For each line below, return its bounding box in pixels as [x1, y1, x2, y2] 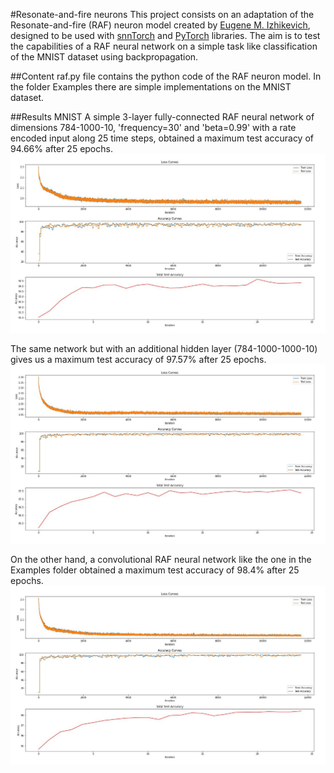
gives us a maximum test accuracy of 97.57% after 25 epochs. [10, 353, 267, 365]
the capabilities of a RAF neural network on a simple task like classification [10, 40, 318, 52]
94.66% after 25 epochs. [10, 143, 113, 154]
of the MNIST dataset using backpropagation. [10, 51, 199, 63]
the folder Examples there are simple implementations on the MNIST [10, 81, 292, 93]
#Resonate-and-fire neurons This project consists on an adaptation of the [10, 9, 315, 20]
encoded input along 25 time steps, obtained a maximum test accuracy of [10, 132, 314, 144]
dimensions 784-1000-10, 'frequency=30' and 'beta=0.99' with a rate [10, 122, 297, 133]
